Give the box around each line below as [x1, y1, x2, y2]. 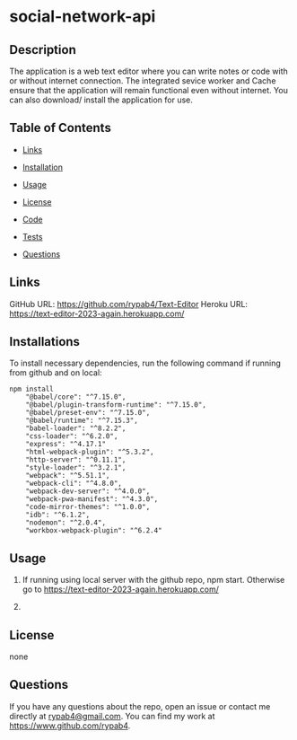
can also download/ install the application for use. [9, 94, 193, 105]
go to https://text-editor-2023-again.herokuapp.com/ [22, 584, 220, 595]
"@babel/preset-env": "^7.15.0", [25, 409, 151, 418]
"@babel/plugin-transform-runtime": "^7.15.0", [25, 401, 206, 410]
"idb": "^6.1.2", [25, 510, 91, 520]
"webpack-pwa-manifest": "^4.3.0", [25, 495, 159, 504]
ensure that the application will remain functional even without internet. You [9, 85, 289, 95]
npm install [9, 384, 54, 394]
